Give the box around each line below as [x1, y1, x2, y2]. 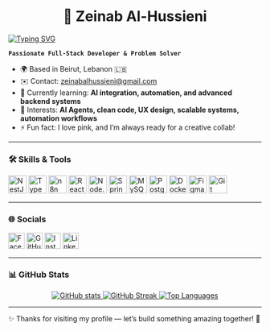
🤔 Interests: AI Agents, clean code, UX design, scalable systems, [19, 105, 239, 114]
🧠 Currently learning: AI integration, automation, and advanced [19, 88, 233, 97]
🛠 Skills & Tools [8, 153, 72, 164]
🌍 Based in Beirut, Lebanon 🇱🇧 [19, 64, 127, 73]
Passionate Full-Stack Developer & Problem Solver [8, 49, 182, 57]
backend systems [19, 96, 82, 106]
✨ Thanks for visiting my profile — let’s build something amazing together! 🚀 [8, 313, 261, 323]
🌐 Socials [8, 213, 47, 225]
